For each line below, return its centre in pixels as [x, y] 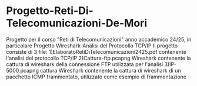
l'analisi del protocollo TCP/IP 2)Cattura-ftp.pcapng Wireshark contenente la [98, 58]
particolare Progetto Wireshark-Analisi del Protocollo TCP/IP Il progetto [92, 46]
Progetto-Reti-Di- [50, 11]
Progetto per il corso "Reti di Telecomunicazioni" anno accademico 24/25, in [99, 39]
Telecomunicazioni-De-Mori [77, 23]
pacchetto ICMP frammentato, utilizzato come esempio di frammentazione [96, 77]
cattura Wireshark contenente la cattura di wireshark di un [111, 70]
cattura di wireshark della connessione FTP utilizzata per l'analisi [85, 64]
